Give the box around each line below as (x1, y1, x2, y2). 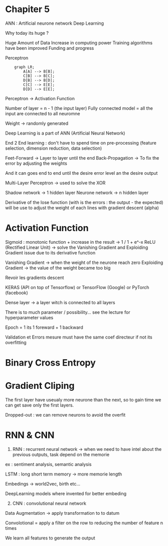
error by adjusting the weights (5, 160, 68, 166)
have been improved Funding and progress (5, 45, 94, 51)
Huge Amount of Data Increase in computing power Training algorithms (5, 39, 153, 46)
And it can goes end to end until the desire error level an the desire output (5, 170, 158, 176)
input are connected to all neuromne (5, 110, 80, 116)
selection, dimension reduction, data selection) (5, 145, 102, 151)
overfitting (5, 339, 27, 346)
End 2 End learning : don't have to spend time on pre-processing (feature (5, 140, 156, 146)
